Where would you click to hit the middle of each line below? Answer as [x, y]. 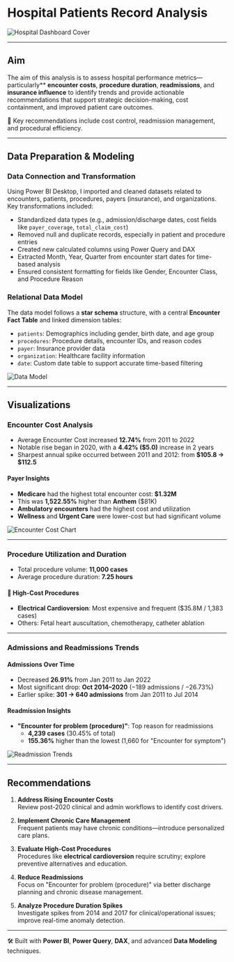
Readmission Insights [39, 710]
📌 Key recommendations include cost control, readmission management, [111, 121]
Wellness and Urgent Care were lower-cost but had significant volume [119, 516]
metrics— [189, 77]
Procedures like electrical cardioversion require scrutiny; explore [111, 857]
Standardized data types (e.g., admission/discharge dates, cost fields [117, 220]
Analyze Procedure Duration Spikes [70, 905]
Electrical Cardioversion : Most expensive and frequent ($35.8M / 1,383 [120, 608]
